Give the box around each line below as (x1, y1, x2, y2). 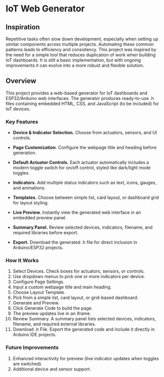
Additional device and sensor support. (12, 366, 91, 372)
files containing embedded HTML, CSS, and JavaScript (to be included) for (5, 100, 160, 106)
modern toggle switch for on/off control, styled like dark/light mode (12, 165, 151, 171)
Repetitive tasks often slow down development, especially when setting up (5, 36, 159, 42)
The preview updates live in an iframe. (12, 310, 91, 316)
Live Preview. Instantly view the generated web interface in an (12, 209, 141, 215)
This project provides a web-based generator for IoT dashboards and (5, 90, 148, 96)
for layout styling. (12, 200, 49, 206)
